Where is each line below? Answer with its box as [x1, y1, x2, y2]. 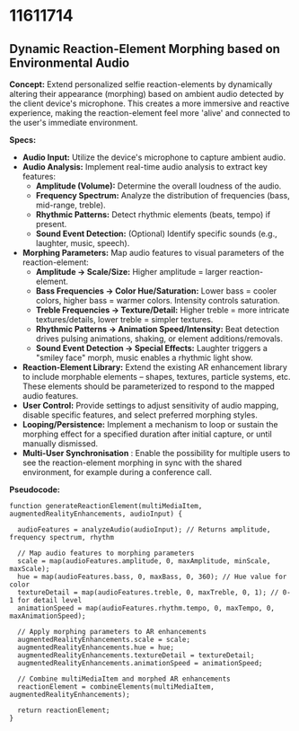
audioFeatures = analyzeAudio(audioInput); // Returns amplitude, [17, 525, 271, 534]
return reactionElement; [17, 706, 110, 715]
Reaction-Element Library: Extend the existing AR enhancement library [22, 362, 287, 373]
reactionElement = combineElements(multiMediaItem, [17, 683, 215, 691]
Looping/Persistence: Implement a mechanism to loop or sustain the [22, 419, 278, 429]
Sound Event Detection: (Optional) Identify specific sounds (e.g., [35, 228, 278, 239]
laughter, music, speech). [35, 238, 130, 248]
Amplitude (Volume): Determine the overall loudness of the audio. [35, 181, 282, 191]
